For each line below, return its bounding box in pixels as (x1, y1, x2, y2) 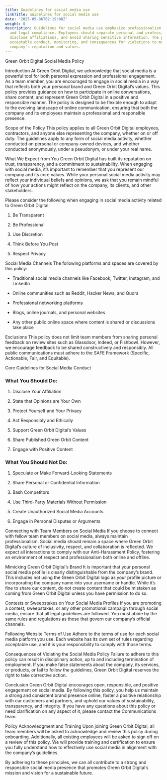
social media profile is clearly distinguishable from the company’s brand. (5, 569, 154, 575)
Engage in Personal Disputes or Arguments (12, 518, 101, 524)
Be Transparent (12, 212, 44, 218)
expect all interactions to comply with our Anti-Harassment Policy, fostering (5, 549, 160, 555)
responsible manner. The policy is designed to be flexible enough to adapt (5, 99, 157, 105)
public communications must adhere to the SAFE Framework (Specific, (5, 349, 150, 356)
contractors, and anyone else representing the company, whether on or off (5, 130, 158, 136)
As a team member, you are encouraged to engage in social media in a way (5, 78, 159, 84)
